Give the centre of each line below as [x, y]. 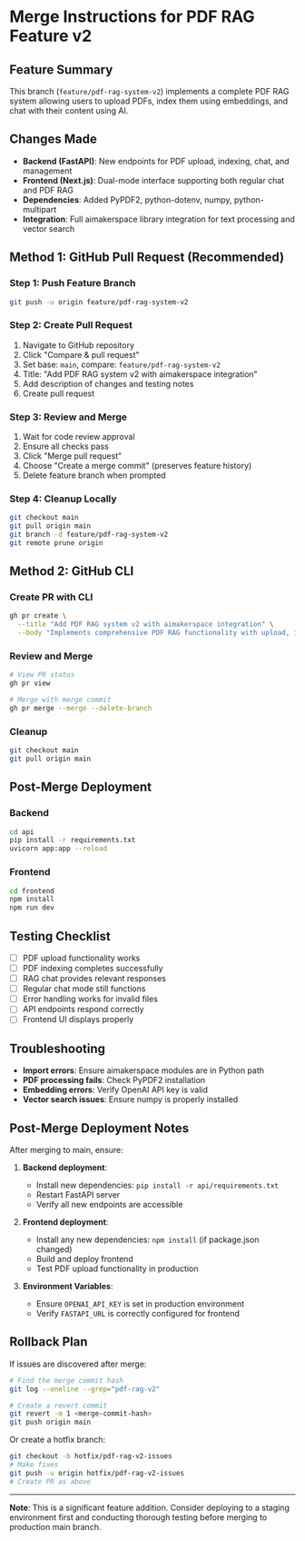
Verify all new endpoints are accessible [109, 1205]
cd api [22, 832]
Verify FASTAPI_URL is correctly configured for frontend [138, 1314]
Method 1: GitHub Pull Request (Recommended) [147, 258]
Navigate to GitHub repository [78, 345]
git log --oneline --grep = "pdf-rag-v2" [85, 1389]
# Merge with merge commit [60, 700]
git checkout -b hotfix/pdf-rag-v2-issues [91, 1456]
